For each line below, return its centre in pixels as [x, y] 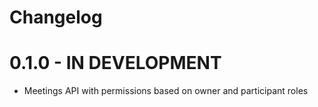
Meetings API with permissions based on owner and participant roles [166, 91]
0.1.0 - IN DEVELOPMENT [115, 63]
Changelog [56, 17]
